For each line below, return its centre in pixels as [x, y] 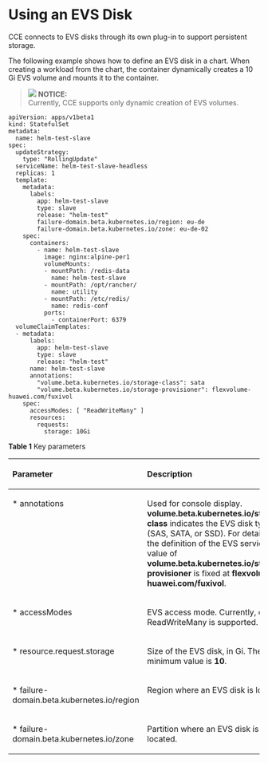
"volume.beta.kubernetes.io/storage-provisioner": [123, 389]
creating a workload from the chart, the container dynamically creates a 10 [131, 69]
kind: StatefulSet [39, 124]
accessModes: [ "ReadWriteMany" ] [87, 410]
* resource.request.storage [63, 650]
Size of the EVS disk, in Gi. [196, 650]
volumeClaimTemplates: [53, 326]
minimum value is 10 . [187, 661]
